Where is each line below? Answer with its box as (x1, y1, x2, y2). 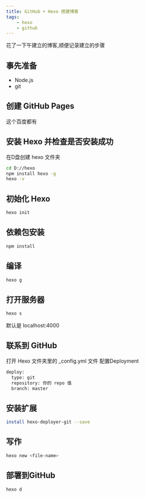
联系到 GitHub (6, 341, 57, 351)
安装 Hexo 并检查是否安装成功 (6, 137, 114, 147)
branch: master (11, 386, 49, 391)
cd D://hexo (6, 165, 35, 171)
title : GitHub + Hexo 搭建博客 (6, 8, 79, 15)
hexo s (6, 310, 22, 317)
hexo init (6, 209, 30, 216)
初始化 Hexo (6, 194, 51, 204)
